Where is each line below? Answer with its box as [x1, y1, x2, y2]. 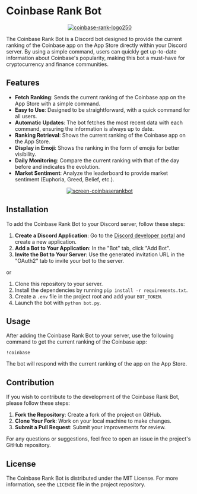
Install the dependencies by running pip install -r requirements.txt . [14, 287, 188, 294]
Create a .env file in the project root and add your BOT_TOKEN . [14, 292, 163, 300]
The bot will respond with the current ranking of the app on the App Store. [6, 360, 188, 367]
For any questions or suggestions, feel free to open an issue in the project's [6, 435, 191, 442]
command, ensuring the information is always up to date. [14, 125, 154, 132]
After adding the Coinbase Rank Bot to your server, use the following [6, 332, 174, 339]
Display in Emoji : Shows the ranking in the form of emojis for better [14, 144, 180, 151]
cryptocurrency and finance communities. [6, 61, 109, 68]
